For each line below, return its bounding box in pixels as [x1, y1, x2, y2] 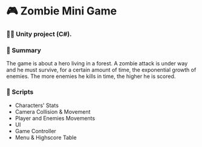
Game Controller [15, 127, 56, 134]
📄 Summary [6, 46, 41, 54]
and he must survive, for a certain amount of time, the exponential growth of [6, 67, 197, 74]
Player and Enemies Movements [15, 114, 96, 122]
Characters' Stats [15, 102, 59, 109]
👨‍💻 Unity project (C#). [6, 30, 72, 39]
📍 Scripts [6, 88, 34, 96]
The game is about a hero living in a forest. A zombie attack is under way [6, 60, 188, 67]
